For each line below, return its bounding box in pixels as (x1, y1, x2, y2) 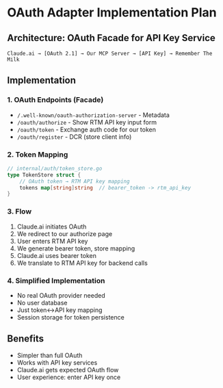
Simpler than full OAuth (16, 351, 83, 359)
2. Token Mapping (7, 149, 68, 159)
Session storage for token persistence (16, 313, 124, 321)
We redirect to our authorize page (16, 229, 113, 237)
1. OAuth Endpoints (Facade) (7, 95, 104, 105)
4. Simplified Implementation (7, 276, 105, 285)
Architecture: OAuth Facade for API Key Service (7, 32, 215, 44)
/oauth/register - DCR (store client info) (16, 132, 132, 141)
